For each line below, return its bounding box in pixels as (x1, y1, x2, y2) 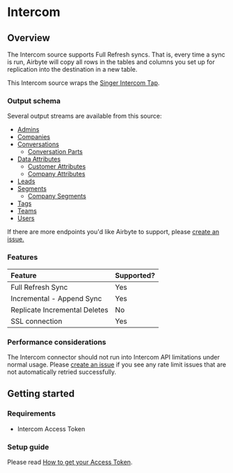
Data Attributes (17, 155, 61, 164)
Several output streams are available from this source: (7, 112, 162, 121)
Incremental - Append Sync (10, 293, 102, 303)
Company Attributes (27, 170, 86, 178)
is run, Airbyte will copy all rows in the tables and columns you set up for (7, 58, 216, 66)
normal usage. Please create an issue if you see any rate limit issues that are (7, 360, 227, 369)
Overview (7, 32, 51, 44)
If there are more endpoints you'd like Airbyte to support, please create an (7, 228, 220, 236)
